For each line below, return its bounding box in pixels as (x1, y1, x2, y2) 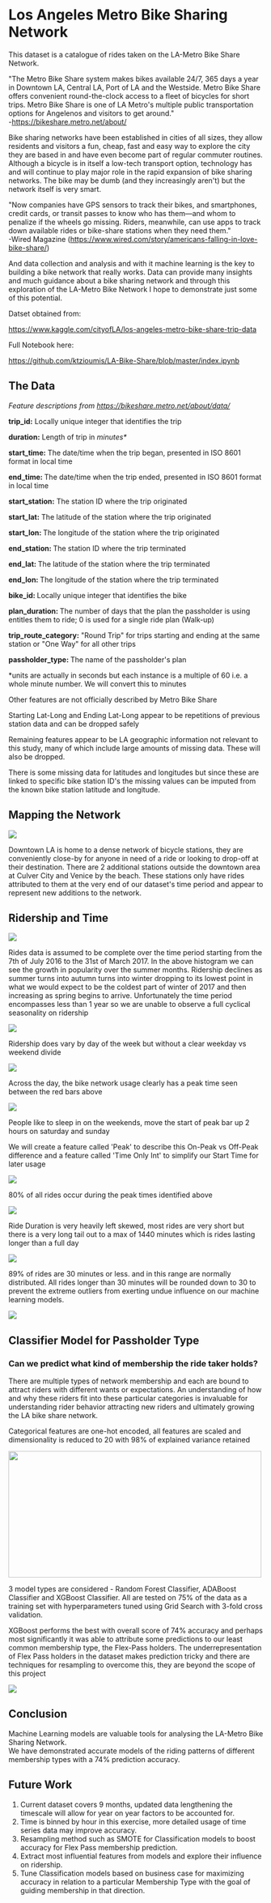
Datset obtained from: (8, 308, 82, 318)
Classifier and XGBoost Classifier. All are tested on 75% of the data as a (8, 1593, 248, 1603)
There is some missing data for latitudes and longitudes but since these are (8, 767, 260, 777)
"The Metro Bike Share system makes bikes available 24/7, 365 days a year (8, 74, 259, 83)
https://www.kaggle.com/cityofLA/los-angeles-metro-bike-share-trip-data (8, 324, 257, 333)
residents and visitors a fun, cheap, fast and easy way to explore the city (8, 141, 251, 151)
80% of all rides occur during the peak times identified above (8, 1190, 213, 1200)
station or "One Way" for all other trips (8, 639, 136, 648)
